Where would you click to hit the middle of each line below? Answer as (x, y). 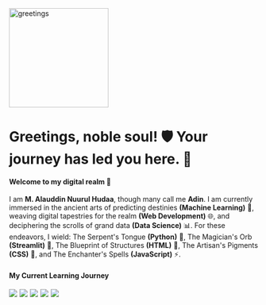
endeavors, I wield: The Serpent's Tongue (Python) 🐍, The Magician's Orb (131, 237)
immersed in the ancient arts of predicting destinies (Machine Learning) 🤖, (132, 208)
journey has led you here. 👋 (101, 159)
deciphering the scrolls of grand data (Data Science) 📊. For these (117, 226)
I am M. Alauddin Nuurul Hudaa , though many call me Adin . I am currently (131, 199)
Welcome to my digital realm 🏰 (60, 181)
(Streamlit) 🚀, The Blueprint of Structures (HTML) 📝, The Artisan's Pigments (134, 245)
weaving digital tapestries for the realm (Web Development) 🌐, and (120, 216)
